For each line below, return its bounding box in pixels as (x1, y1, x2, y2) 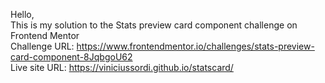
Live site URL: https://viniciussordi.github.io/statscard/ (10, 62, 234, 73)
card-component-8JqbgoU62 (10, 51, 133, 63)
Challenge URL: (10, 40, 75, 52)
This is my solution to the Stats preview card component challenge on (10, 19, 298, 31)
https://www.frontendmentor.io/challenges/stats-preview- (76, 40, 315, 52)
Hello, (10, 9, 35, 20)
